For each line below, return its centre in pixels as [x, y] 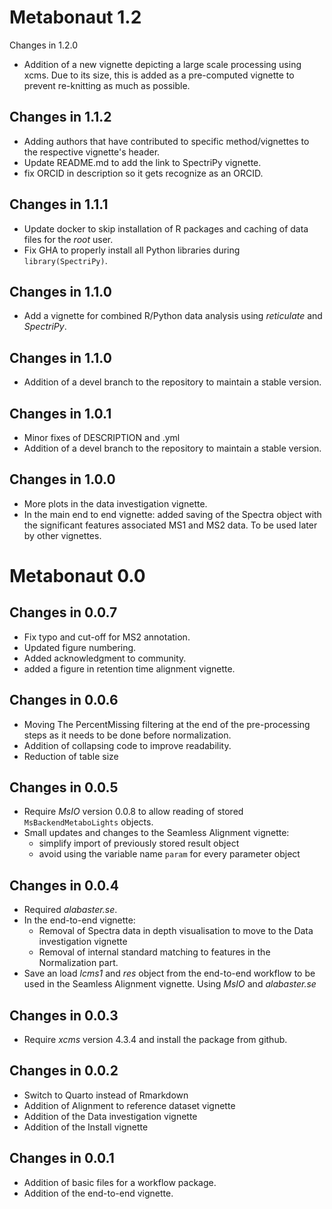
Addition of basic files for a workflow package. [120, 1182]
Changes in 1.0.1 [60, 413]
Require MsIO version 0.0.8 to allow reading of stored [133, 812]
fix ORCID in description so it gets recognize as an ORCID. [143, 173]
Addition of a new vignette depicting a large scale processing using [162, 64]
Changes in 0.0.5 [64, 787]
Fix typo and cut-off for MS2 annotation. [107, 637]
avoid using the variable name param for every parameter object [169, 854]
